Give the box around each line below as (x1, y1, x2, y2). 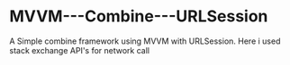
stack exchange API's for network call (9, 45, 150, 55)
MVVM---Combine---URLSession (9, 6, 268, 27)
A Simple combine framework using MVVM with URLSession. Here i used (9, 36, 281, 46)
